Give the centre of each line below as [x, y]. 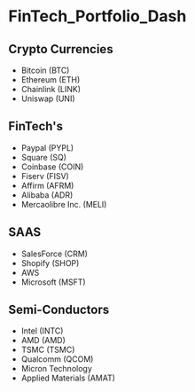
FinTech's [36, 126]
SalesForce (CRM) [54, 254]
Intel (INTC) [42, 331]
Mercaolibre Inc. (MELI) [64, 204]
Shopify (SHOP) [50, 263]
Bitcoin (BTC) [45, 70]
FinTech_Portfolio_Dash [97, 16]
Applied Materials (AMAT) [68, 378]
